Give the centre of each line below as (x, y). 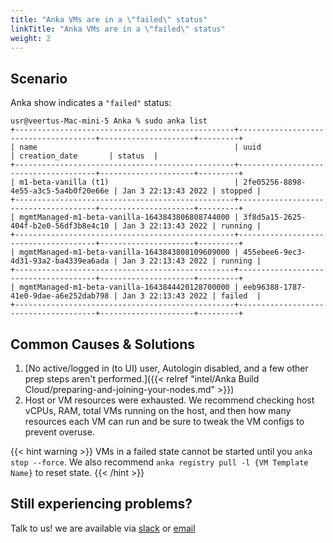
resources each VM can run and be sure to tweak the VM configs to (164, 421)
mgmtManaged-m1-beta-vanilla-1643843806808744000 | (129, 217)
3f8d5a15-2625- (275, 217)
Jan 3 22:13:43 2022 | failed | (191, 296)
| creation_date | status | (84, 156)
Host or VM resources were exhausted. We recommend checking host (169, 400)
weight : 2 (31, 38)
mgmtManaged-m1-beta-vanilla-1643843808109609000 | (129, 252)
